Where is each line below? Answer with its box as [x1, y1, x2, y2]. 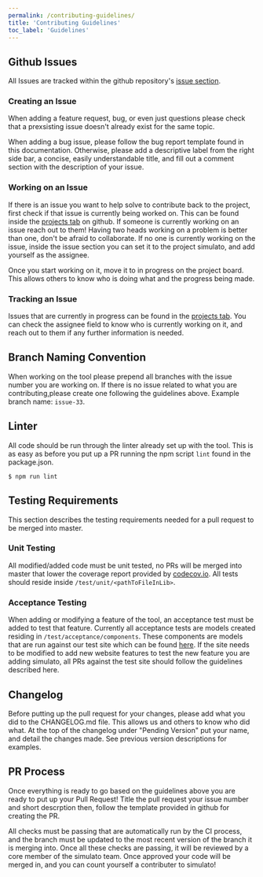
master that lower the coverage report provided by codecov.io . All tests [8, 568, 239, 579]
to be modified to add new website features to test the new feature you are [8, 649, 250, 658]
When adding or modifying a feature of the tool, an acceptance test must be [8, 615, 254, 624]
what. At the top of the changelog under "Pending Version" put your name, [8, 725, 250, 735]
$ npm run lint [8, 472, 58, 480]
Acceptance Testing [8, 597, 87, 608]
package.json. [8, 457, 54, 467]
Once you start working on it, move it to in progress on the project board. [8, 265, 244, 275]
